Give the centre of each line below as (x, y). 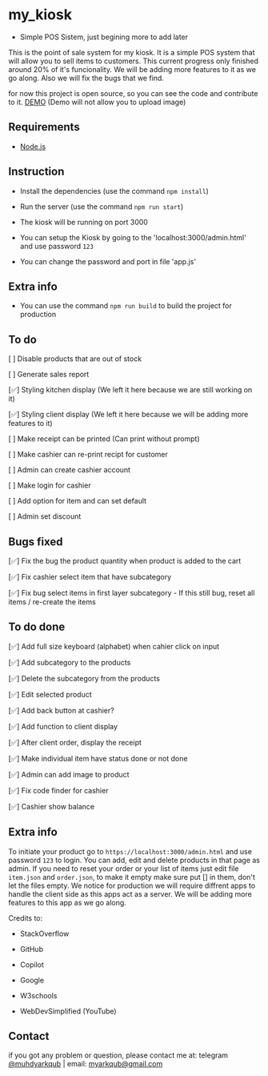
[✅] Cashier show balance (51, 806)
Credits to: (26, 917)
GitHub (32, 949)
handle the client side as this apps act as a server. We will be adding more (130, 893)
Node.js (33, 147)
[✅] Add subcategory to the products (70, 662)
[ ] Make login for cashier (50, 485)
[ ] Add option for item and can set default (77, 501)
